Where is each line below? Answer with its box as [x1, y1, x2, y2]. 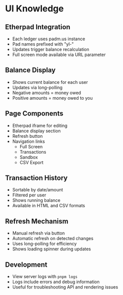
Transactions [19, 149, 46, 155]
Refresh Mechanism [5, 217, 69, 226]
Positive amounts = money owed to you [12, 95, 93, 101]
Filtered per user [12, 192, 46, 198]
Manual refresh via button [12, 230, 65, 236]
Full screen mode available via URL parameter [12, 52, 106, 58]
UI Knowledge [5, 3, 64, 14]
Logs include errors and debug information [12, 279, 100, 285]
